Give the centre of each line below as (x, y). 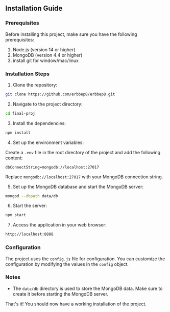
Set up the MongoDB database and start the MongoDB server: (78, 186)
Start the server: (30, 206)
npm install (18, 133)
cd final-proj (20, 113)
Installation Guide (34, 8)
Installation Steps (28, 74)
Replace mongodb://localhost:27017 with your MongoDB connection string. (84, 177)
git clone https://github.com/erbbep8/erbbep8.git (60, 94)
